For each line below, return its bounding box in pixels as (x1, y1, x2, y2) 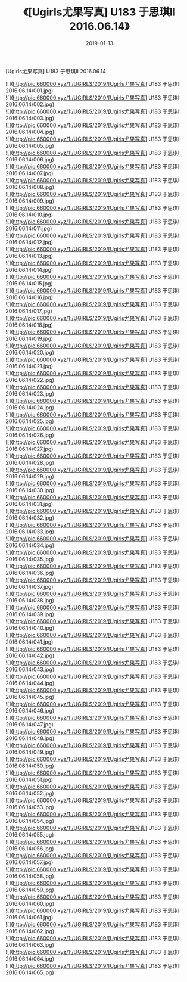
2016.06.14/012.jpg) (5, 238, 54, 245)
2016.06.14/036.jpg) (5, 569, 54, 576)
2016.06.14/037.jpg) (5, 583, 54, 590)
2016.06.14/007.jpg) (5, 169, 54, 176)
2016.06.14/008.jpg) (5, 183, 55, 191)
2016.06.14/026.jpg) (5, 431, 54, 439)
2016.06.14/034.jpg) (5, 542, 55, 549)
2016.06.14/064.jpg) (5, 955, 55, 962)
